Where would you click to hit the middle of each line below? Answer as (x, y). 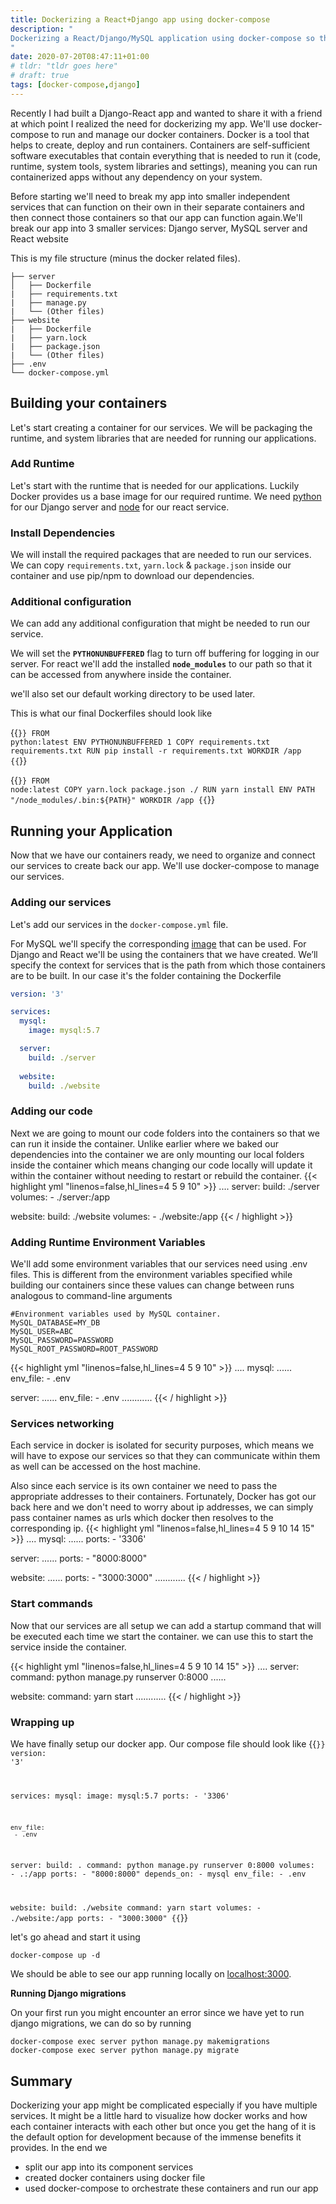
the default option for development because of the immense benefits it (156, 2137)
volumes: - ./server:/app (60, 1197)
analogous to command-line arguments (91, 1296)
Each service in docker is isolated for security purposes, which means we (162, 1445)
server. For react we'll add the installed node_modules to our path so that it (161, 664)
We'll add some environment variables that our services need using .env (159, 1264)
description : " (42, 29)
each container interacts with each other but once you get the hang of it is (163, 2127)
